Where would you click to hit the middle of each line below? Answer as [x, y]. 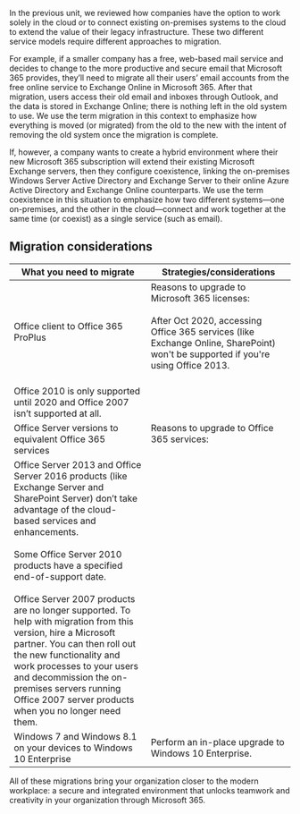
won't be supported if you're [210, 354]
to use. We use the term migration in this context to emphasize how [133, 116]
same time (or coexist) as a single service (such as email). [116, 219]
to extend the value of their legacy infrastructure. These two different [137, 32]
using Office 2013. [190, 365]
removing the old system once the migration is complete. [114, 135]
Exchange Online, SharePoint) [213, 343]
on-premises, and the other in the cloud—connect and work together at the [148, 209]
